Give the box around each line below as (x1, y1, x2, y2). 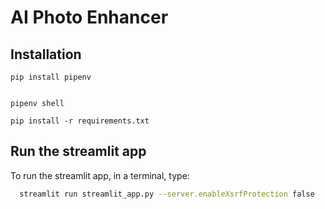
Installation (10, 46, 82, 63)
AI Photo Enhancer (10, 6, 169, 29)
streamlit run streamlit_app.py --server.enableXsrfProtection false (19, 189, 315, 199)
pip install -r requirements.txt (10, 116, 150, 126)
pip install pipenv (10, 72, 92, 82)
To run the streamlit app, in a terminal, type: (10, 169, 190, 181)
